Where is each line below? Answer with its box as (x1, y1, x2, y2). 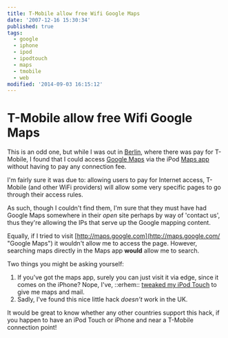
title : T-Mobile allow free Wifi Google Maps (7, 10, 140, 17)
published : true (7, 23, 54, 30)
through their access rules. (7, 190, 84, 199)
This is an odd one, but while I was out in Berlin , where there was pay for (7, 148, 214, 156)
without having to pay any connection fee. (7, 163, 127, 171)
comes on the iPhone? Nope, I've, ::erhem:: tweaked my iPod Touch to (17, 281, 217, 289)
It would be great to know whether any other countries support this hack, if (7, 308, 220, 317)
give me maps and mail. (17, 288, 85, 297)
